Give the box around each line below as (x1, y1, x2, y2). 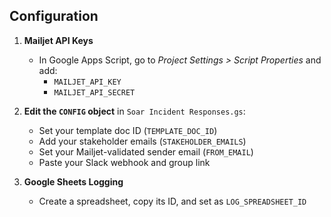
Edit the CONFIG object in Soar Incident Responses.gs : (23, 105, 246, 117)
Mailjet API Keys (23, 34, 94, 46)
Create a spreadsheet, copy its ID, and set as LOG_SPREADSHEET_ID (38, 195, 307, 207)
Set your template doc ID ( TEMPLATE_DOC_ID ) (38, 124, 218, 136)
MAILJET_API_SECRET (53, 87, 136, 98)
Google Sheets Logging (23, 175, 124, 188)
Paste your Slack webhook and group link (38, 156, 211, 168)
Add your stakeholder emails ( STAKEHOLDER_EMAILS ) (38, 135, 247, 147)
